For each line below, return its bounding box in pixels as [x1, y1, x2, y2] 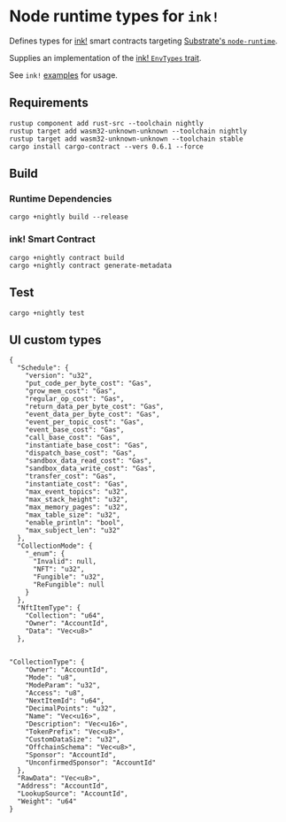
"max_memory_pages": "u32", [25, 503, 128, 512]
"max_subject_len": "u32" [25, 526, 121, 535]
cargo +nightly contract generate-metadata [9, 261, 173, 270]
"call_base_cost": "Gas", [25, 434, 121, 442]
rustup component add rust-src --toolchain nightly [9, 119, 204, 127]
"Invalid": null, [32, 557, 97, 566]
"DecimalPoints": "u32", [25, 704, 117, 713]
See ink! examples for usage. [9, 69, 118, 81]
